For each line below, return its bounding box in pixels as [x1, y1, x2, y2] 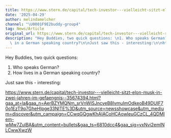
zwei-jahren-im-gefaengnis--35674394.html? [5, 94, 101, 100]
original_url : [5, 31, 36, 36]
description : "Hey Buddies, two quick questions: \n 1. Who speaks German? [5, 36, 167, 41]
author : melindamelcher [5, 17, 56, 22]
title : [5, 7, 19, 13]
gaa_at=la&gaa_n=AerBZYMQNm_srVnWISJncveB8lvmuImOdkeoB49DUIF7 [5, 100, 164, 106]
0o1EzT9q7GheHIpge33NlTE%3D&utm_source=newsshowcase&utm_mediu [5, 105, 164, 112]
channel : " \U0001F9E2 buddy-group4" [5, 21, 81, 27]
